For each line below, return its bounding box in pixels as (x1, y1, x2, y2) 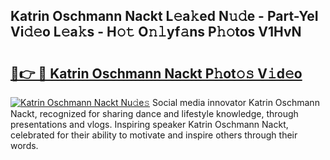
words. (10, 140, 39, 151)
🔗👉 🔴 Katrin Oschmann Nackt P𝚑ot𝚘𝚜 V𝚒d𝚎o (10, 65, 303, 82)
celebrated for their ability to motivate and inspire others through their (10, 129, 298, 141)
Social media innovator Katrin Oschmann (152, 97, 320, 108)
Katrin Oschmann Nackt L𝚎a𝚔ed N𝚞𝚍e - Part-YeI (10, 8, 319, 25)
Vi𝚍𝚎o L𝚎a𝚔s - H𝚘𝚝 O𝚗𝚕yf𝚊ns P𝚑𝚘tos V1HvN (10, 24, 302, 41)
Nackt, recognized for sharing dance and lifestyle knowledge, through (10, 108, 299, 119)
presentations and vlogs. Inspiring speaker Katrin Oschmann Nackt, (10, 119, 289, 130)
